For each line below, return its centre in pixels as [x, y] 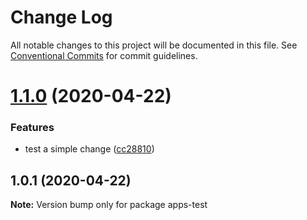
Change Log [61, 17]
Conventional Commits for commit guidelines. [104, 55]
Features [32, 128]
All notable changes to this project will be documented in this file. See [154, 45]
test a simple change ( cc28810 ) [89, 149]
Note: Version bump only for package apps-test [109, 205]
